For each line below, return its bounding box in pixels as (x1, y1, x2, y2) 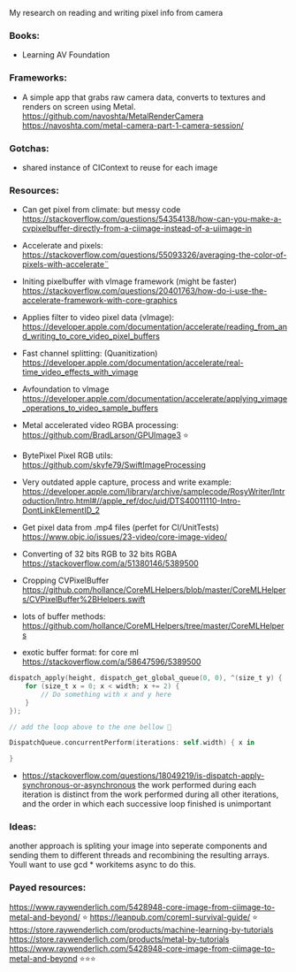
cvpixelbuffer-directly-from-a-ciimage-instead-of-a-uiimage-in (21, 223, 253, 233)
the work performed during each (137, 780, 257, 791)
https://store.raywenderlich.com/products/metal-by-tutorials (9, 933, 230, 945)
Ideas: (9, 821, 37, 833)
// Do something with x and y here (41, 690, 172, 699)
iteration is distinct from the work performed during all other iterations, (21, 789, 279, 800)
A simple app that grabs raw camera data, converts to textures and (21, 92, 266, 103)
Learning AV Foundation (21, 50, 110, 60)
